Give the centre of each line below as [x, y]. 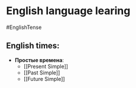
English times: [33, 46]
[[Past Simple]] [42, 73]
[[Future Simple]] [44, 79]
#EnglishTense [24, 27]
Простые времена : [39, 60]
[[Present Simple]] [46, 66]
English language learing [68, 11]
